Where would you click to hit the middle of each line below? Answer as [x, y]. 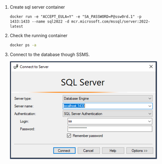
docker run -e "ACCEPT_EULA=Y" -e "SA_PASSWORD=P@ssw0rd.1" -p [76, 17]
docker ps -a [23, 45]
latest [16, 26]
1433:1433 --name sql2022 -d [39, 22]
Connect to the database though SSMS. [50, 54]
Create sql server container [37, 7]
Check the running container [38, 35]
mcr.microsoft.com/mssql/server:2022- [111, 22]
